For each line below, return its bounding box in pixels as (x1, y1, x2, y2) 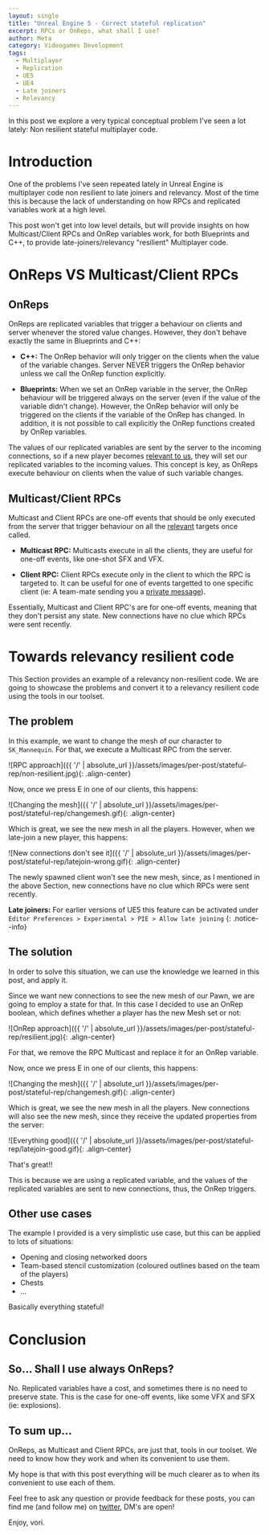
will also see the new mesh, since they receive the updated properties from (8, 1111, 257, 1121)
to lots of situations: (8, 1237, 74, 1246)
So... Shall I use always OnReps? (8, 1362, 174, 1376)
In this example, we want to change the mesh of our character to (8, 736, 222, 745)
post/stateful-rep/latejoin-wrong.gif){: (8, 856, 134, 866)
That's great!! (8, 1159, 53, 1169)
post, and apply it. (8, 975, 68, 985)
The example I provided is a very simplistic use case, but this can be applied (8, 1228, 261, 1238)
